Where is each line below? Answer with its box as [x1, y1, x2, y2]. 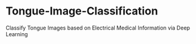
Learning [5, 30, 29, 37]
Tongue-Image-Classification [5, 4, 158, 18]
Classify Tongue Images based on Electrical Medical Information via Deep [5, 24, 191, 31]
